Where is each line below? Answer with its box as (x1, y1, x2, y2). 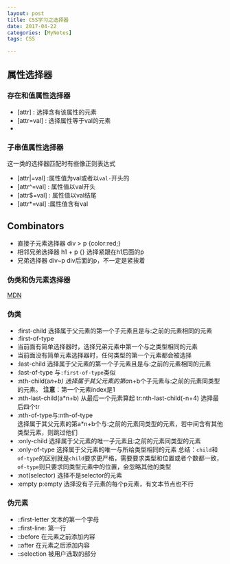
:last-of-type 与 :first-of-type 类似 (16, 368, 116, 376)
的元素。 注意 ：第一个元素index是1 (16, 385, 115, 393)
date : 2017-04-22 (7, 23, 57, 30)
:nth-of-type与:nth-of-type (16, 411, 93, 419)
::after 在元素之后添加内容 (16, 541, 91, 549)
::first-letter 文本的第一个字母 (16, 515, 100, 524)
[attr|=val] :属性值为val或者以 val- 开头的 (16, 174, 130, 183)
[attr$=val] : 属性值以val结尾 (16, 191, 97, 200)
